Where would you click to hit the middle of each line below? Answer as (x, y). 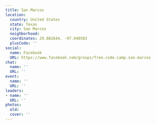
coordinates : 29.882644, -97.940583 (49, 39)
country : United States (35, 19)
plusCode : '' (24, 43)
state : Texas (24, 24)
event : (12, 77)
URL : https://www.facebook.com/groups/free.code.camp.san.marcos (81, 57)
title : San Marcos (25, 10)
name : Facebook (26, 53)
